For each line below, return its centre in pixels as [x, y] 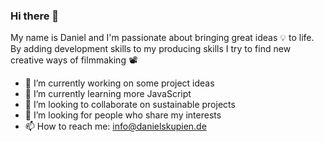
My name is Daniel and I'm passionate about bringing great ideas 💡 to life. [162, 38]
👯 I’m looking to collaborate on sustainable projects [130, 105]
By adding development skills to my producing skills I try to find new [151, 49]
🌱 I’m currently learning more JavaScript [108, 94]
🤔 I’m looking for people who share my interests [123, 115]
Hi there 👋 [35, 16]
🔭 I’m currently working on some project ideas [119, 83]
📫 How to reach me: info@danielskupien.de [115, 126]
